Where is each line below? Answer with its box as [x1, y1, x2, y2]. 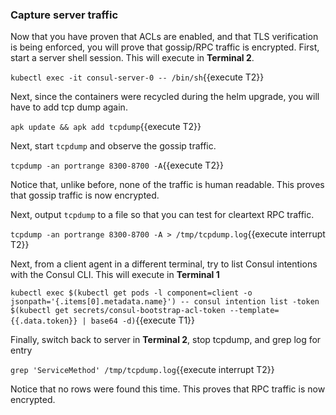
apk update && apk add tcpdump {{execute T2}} [10, 121, 202, 133]
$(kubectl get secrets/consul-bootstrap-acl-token [10, 306, 226, 316]
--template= [229, 306, 280, 316]
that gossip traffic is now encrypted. [10, 189, 160, 202]
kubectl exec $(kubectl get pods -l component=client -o [10, 288, 253, 298]
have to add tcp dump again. [10, 101, 128, 113]
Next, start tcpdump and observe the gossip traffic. [10, 140, 217, 152]
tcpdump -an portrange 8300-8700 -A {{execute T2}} [10, 159, 224, 172]
